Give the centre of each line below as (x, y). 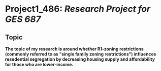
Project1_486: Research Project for (78, 9)
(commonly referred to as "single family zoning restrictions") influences (81, 54)
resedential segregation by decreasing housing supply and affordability (80, 59)
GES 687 (23, 19)
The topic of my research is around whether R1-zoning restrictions (74, 49)
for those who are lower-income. (39, 64)
